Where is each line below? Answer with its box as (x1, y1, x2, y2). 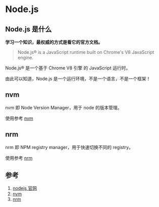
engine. (17, 54, 34, 60)
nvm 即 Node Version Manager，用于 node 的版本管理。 (5, 104, 122, 110)
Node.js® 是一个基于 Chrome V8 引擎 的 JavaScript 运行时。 (5, 65, 131, 71)
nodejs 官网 (12, 185, 37, 191)
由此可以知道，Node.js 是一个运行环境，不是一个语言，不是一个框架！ (5, 76, 151, 82)
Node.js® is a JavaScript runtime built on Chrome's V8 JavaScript (17, 49, 154, 55)
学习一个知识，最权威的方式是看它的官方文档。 (5, 39, 102, 45)
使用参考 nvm (5, 115, 34, 121)
